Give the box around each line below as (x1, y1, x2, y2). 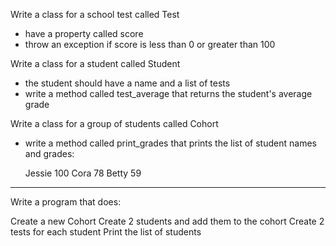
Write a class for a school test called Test (10, 9, 180, 20)
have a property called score (24, 28, 144, 39)
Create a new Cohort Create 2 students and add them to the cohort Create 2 (10, 215, 325, 227)
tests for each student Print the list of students (10, 226, 202, 238)
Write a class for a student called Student (10, 58, 181, 69)
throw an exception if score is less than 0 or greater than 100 (24, 39, 276, 50)
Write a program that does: (10, 196, 122, 208)
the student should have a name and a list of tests (24, 77, 231, 89)
